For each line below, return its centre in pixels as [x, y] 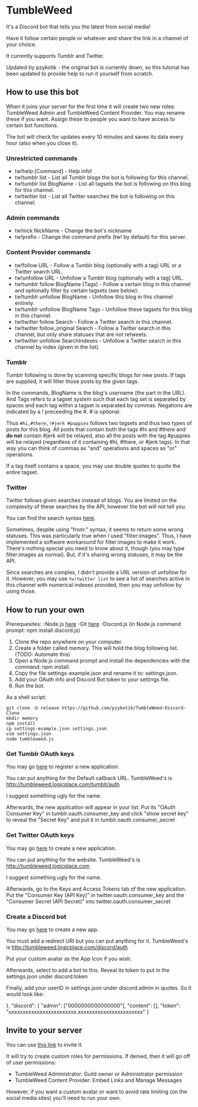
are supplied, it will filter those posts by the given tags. [73, 381]
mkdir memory [22, 719]
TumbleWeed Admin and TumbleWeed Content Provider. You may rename [95, 112]
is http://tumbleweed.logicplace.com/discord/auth [67, 947]
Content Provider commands [48, 252]
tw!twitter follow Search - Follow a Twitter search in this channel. [94, 322]
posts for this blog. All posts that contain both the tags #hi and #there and [96, 429]
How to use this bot [42, 92]
